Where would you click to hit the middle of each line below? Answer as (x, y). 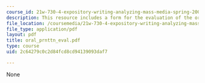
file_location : (26, 23)
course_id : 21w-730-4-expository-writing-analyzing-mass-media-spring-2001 (105, 12)
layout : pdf (21, 35)
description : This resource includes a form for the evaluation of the (99, 18)
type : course (23, 46)
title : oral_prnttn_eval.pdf (43, 40)
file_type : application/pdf (42, 29)
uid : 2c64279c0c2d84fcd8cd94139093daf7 (57, 52)
